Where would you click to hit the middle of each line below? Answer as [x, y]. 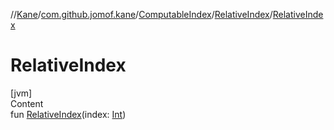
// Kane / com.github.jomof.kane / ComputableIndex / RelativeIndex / [141, 14]
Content [27, 103]
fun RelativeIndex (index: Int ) [68, 114]
